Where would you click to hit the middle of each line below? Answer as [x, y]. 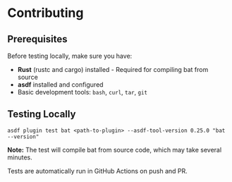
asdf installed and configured [60, 85]
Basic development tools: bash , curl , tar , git [83, 92]
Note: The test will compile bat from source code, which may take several [115, 150]
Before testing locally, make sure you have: [70, 56]
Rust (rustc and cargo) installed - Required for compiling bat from [113, 69]
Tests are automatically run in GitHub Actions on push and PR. [98, 171]
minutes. [20, 157]
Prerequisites [37, 39]
